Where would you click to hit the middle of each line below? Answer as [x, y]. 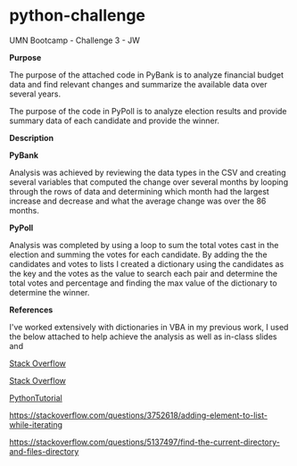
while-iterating [36, 424]
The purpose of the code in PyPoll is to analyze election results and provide [148, 111]
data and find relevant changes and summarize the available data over [138, 84]
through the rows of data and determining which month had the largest [139, 191]
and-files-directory [44, 451]
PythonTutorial [36, 397]
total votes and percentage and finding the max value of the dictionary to [144, 283]
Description [32, 137]
